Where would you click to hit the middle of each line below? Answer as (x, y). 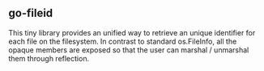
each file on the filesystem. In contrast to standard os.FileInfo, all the (123, 41)
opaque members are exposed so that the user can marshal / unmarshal (129, 50)
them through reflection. (49, 58)
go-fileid (31, 13)
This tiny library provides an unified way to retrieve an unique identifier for (132, 32)
